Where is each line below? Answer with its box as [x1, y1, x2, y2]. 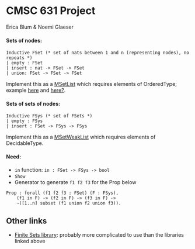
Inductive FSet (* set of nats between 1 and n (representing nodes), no [6, 50, 190, 56]
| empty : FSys [6, 118, 43, 124]
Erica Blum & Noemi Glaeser [6, 23, 74, 30]
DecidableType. [6, 140, 44, 147]
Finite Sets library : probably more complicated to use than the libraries [14, 231, 184, 238]
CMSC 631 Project [6, 4, 96, 18]
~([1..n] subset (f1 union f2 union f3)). [16, 200, 121, 206]
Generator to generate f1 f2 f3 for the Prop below [14, 178, 137, 185]
